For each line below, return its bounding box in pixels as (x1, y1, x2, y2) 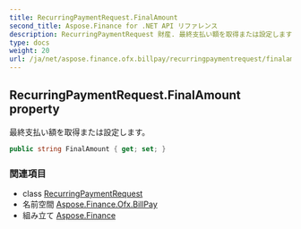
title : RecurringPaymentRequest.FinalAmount (9, 13, 178, 22)
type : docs (9, 38, 50, 47)
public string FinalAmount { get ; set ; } (9, 144, 167, 153)
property (9, 102, 60, 117)
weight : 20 (9, 47, 50, 55)
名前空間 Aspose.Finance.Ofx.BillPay (21, 199, 159, 209)
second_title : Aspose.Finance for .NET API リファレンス (9, 21, 218, 30)
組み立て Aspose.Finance (21, 209, 116, 220)
